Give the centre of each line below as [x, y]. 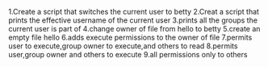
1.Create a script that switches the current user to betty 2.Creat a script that [134, 12]
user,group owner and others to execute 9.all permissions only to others [128, 54]
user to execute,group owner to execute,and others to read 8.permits [123, 46]
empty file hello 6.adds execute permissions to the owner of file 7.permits [130, 37]
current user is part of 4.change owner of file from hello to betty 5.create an [134, 29]
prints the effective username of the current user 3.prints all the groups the [133, 20]
